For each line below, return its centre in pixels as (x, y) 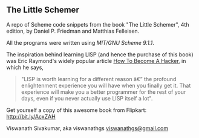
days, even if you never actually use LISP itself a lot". (87, 98)
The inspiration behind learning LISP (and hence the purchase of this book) (100, 54)
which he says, (25, 67)
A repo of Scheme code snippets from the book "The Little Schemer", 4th (98, 24)
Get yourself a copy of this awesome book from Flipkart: (77, 110)
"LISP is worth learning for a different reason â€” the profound (99, 79)
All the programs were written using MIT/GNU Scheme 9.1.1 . (80, 42)
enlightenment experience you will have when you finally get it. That (106, 85)
